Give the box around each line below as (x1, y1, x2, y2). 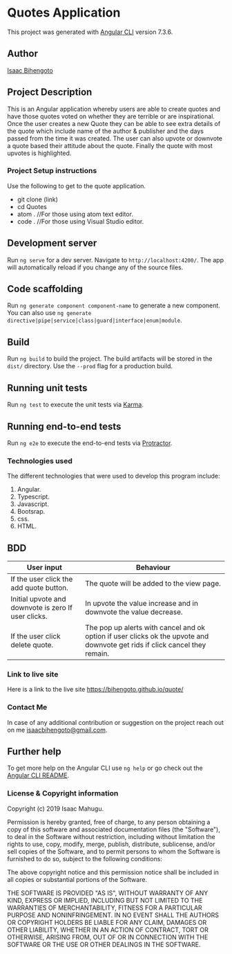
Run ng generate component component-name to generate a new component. (7, 301, 221, 309)
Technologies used (7, 456, 72, 465)
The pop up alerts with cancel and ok (85, 623, 206, 633)
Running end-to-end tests (7, 420, 122, 432)
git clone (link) (17, 195, 59, 204)
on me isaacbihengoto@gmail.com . (7, 726, 108, 734)
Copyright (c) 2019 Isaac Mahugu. (7, 804, 104, 813)
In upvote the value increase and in (85, 599, 199, 609)
